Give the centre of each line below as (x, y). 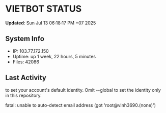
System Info (25, 39)
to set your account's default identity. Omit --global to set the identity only (83, 90)
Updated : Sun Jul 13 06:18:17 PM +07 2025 (51, 23)
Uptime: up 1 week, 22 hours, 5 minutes (54, 56)
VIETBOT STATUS (44, 9)
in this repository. (23, 95)
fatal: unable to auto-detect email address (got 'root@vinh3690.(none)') (81, 105)
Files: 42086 (26, 62)
